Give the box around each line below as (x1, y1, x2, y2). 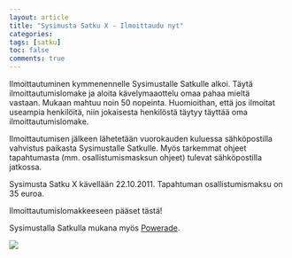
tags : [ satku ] (9, 37, 62, 47)
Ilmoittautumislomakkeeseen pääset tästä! (9, 206, 163, 215)
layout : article (9, 12, 69, 22)
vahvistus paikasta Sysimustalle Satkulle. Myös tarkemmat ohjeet (9, 143, 247, 153)
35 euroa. (9, 188, 44, 199)
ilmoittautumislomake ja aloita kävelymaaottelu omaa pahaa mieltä (9, 88, 250, 98)
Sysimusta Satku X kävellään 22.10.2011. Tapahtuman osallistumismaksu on (9, 179, 283, 189)
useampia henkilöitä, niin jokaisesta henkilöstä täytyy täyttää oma (9, 107, 248, 117)
